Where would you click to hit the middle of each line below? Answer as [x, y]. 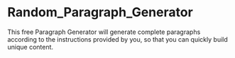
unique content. [31, 47]
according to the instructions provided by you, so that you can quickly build [118, 39]
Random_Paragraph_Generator [100, 12]
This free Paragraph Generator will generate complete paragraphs [104, 32]
